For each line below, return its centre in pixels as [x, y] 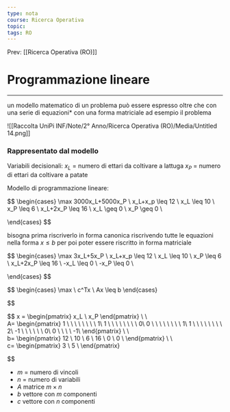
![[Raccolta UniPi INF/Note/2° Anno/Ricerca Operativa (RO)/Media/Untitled [112, 126]
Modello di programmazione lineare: [58, 188]
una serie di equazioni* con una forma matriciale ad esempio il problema [110, 113]
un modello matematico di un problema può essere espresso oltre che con [112, 105]
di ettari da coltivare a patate [48, 175]
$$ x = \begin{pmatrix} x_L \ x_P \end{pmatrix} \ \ [77, 317]
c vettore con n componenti [56, 402]
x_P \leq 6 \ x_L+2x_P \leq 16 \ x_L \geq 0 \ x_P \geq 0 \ [85, 209]
